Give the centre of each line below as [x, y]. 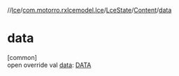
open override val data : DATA [49, 65]
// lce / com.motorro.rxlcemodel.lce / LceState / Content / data [89, 10]
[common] [22, 57]
